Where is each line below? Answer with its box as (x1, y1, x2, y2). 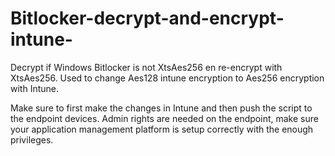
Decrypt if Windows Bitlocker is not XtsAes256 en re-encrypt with (10, 61, 283, 73)
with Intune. (10, 82, 59, 94)
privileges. (10, 133, 54, 146)
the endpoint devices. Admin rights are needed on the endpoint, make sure (10, 112, 319, 124)
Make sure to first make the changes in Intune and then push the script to (10, 102, 313, 114)
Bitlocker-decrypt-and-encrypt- (10, 7, 285, 30)
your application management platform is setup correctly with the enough (10, 123, 314, 135)
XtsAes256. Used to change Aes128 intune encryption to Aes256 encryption (10, 72, 325, 84)
